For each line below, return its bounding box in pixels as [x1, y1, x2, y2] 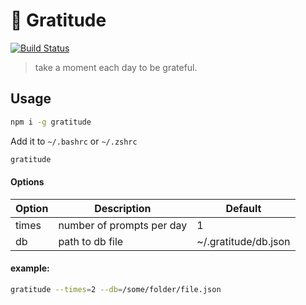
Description [94, 201, 152, 215]
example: [10, 262, 50, 274]
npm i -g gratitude [10, 117, 92, 127]
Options [10, 176, 45, 188]
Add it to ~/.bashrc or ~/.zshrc [10, 135, 138, 147]
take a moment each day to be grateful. [34, 61, 198, 73]
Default [225, 201, 262, 215]
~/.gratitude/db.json [196, 234, 291, 248]
